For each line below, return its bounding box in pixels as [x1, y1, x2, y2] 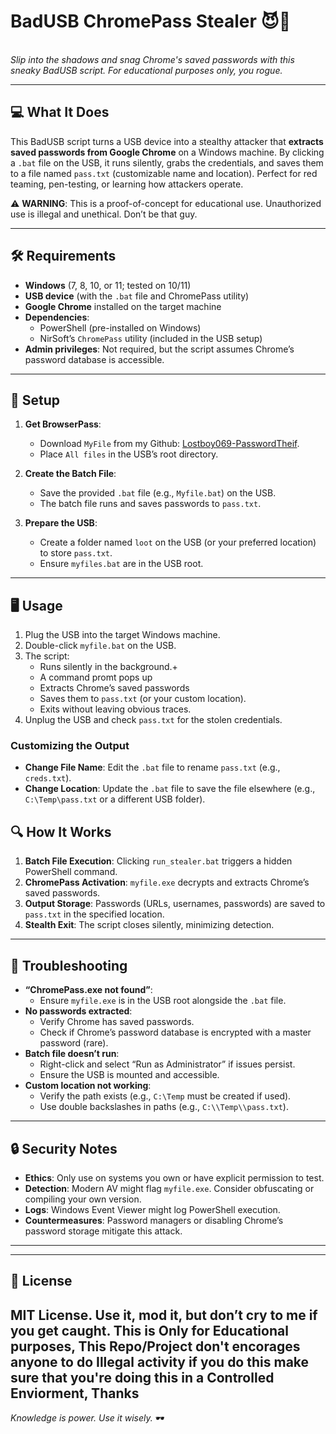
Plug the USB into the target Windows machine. [24, 629, 221, 641]
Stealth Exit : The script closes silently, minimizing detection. [24, 919, 275, 931]
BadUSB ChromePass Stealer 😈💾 [10, 10, 292, 33]
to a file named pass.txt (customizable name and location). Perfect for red [10, 167, 318, 179]
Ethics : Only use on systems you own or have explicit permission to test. [24, 1171, 325, 1184]
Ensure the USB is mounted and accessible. [39, 1069, 220, 1081]
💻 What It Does [10, 104, 110, 121]
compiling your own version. [24, 1193, 142, 1205]
